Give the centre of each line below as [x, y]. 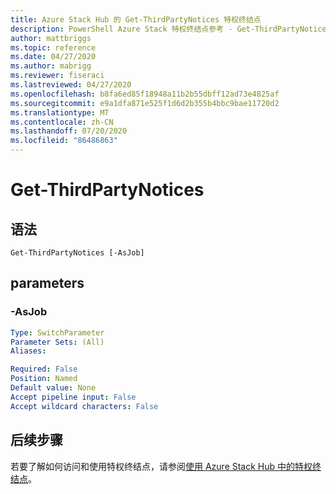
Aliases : [28, 351]
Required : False [44, 369]
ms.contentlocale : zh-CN [62, 122]
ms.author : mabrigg [51, 66]
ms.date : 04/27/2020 [53, 57]
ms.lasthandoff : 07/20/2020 [69, 131]
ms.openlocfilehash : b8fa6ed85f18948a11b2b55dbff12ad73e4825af [145, 94]
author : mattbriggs [51, 38]
